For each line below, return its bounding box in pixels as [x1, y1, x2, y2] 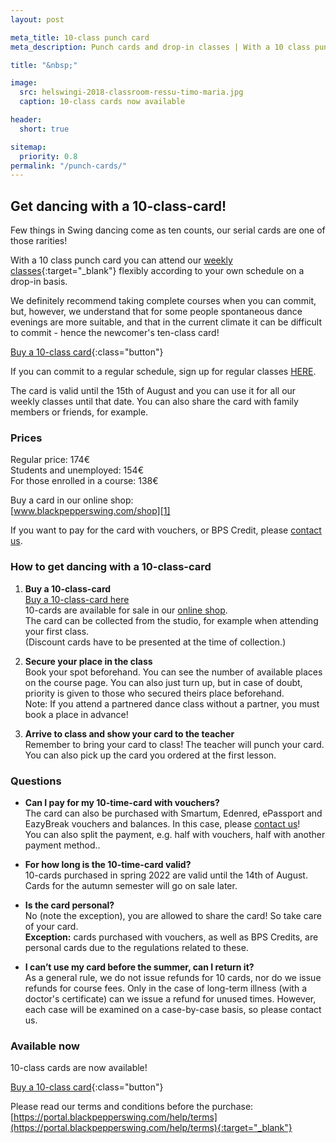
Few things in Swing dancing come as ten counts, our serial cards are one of [10, 224, 326, 236]
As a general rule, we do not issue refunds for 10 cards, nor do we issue [24, 971, 322, 983]
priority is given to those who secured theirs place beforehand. [24, 687, 285, 699]
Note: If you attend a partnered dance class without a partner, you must [24, 697, 320, 710]
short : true [19, 124, 70, 134]
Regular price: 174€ [10, 454, 90, 466]
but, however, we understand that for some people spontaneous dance [10, 306, 303, 318]
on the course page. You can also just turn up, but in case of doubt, [24, 676, 303, 688]
